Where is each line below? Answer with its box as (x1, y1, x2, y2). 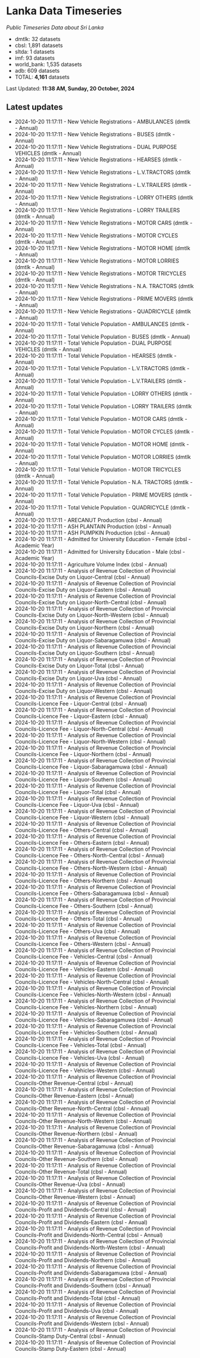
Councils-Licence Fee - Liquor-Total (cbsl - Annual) (14, 788, 142, 795)
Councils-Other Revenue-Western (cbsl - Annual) (14, 1193, 136, 1200)
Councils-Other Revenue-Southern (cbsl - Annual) (14, 1155, 138, 1162)
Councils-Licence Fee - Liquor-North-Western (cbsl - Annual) (14, 738, 166, 745)
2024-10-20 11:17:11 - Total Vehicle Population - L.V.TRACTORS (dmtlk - (14, 364, 190, 372)
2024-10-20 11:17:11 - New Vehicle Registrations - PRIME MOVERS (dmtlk (14, 295, 193, 302)
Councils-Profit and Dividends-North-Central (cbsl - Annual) (14, 1231, 163, 1238)
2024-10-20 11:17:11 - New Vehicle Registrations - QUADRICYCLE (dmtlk (14, 308, 192, 315)
